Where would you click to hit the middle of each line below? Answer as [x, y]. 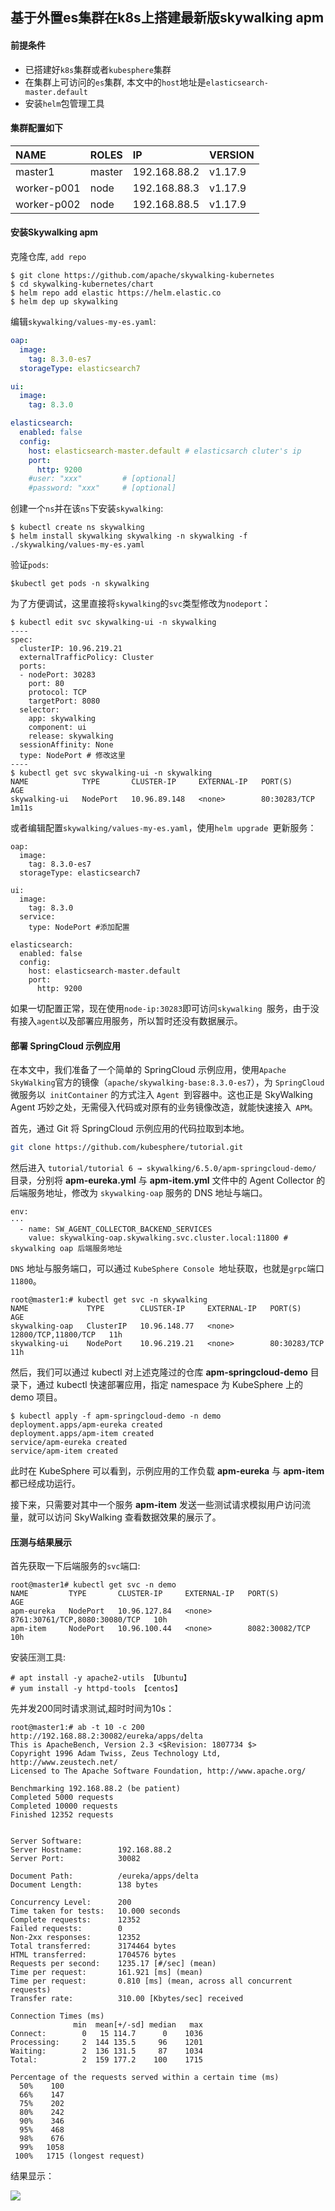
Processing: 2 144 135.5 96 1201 [106, 2043]
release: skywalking [71, 736]
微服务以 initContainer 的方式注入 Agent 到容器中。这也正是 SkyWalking [161, 1095]
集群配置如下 [36, 128]
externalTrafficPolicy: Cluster [87, 658]
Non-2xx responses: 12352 [75, 1938]
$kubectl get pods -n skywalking [80, 584]
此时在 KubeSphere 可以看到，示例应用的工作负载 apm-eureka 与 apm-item [167, 1471]
